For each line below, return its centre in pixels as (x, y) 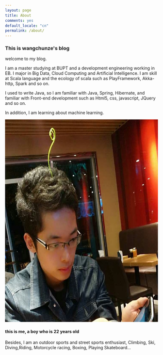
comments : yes (19, 20)
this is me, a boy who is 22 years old (42, 332)
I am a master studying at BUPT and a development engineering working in (80, 68)
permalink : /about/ (25, 31)
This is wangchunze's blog (37, 48)
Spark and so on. (32, 84)
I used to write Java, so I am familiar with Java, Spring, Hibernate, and (75, 93)
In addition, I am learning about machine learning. (55, 113)
